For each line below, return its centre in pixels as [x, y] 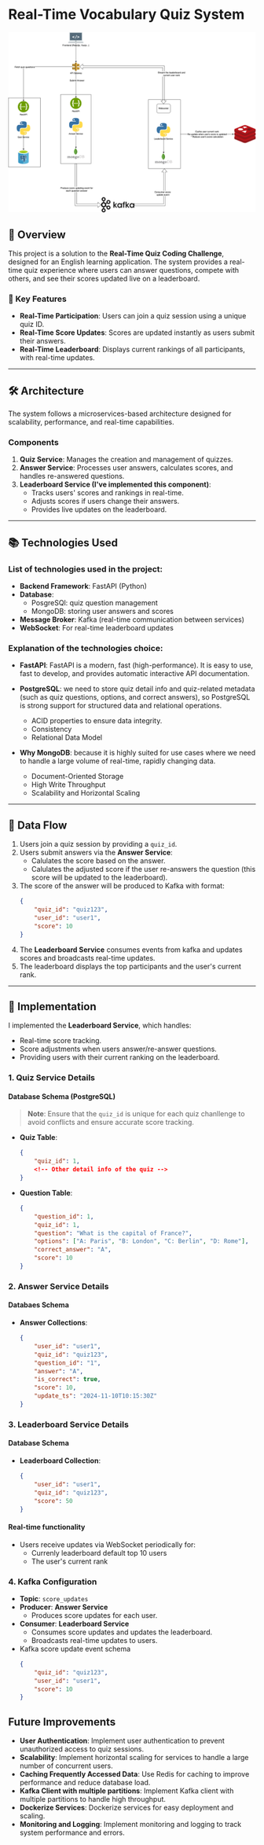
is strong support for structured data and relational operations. [121, 706]
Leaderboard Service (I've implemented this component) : [115, 484]
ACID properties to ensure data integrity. [97, 721]
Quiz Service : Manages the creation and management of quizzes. [126, 459]
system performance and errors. [72, 1832]
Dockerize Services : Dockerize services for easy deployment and [126, 1808]
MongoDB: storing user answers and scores [103, 612]
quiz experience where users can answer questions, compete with [132, 270]
